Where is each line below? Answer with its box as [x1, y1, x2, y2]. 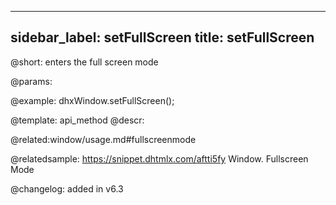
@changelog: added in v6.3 [10, 182, 124, 195]
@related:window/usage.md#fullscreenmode [10, 133, 197, 145]
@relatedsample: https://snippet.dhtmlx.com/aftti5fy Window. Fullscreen [10, 152, 309, 165]
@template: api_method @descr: [10, 114, 145, 126]
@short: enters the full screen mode [10, 56, 159, 68]
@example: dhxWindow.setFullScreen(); [10, 94, 175, 106]
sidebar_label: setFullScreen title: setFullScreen [10, 29, 315, 46]
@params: [10, 75, 53, 87]
